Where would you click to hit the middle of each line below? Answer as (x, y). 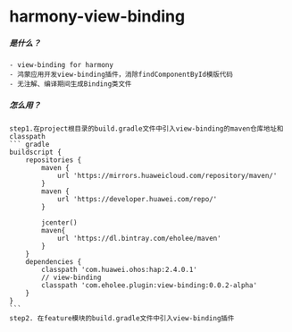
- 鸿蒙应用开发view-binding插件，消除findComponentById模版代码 (121, 75)
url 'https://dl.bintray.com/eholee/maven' (139, 239)
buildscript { (36, 153)
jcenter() (59, 223)
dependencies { (54, 262)
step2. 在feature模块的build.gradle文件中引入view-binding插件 (122, 319)
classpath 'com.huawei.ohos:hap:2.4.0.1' (120, 270)
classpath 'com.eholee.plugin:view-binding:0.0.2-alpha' (149, 285)
